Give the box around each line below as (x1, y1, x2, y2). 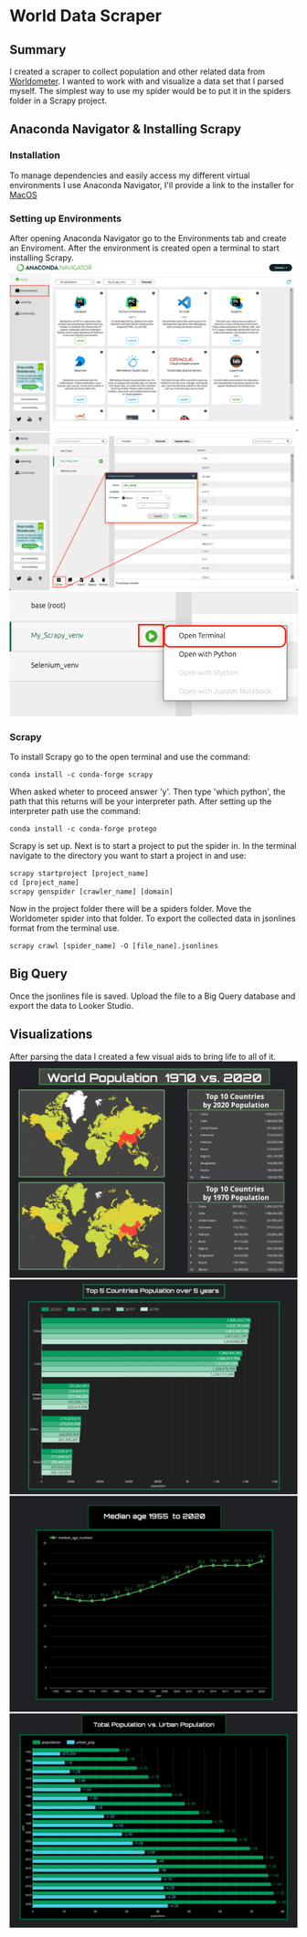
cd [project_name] (9, 878, 79, 887)
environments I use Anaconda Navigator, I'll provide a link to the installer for (9, 179, 294, 190)
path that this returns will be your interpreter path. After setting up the (9, 796, 272, 807)
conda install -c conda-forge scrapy (9, 769, 153, 779)
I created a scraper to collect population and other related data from (9, 66, 266, 77)
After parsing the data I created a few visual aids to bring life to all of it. (9, 1051, 277, 1062)
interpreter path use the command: (9, 805, 142, 816)
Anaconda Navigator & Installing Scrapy (9, 122, 242, 137)
